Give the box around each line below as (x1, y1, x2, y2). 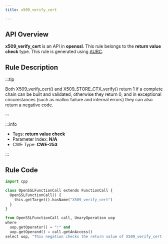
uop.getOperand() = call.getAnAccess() (9, 229, 93, 235)
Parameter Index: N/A (12, 136, 57, 142)
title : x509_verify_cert (5, 7, 57, 12)
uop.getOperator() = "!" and (9, 225, 70, 230)
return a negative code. (5, 102, 53, 108)
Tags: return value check (12, 131, 65, 137)
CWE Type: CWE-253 (12, 142, 58, 148)
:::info (5, 121, 17, 127)
